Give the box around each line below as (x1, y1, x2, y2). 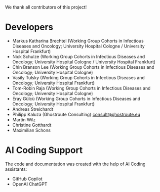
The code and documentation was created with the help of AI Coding (5, 161, 146, 167)
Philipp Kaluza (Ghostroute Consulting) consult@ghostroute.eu (12, 111, 141, 117)
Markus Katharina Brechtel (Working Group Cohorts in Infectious (12, 38, 144, 44)
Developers (5, 22, 53, 33)
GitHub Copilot (12, 176, 43, 182)
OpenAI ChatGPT (12, 181, 48, 187)
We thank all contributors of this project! (5, 4, 87, 10)
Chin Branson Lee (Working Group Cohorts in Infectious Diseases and (12, 64, 155, 70)
